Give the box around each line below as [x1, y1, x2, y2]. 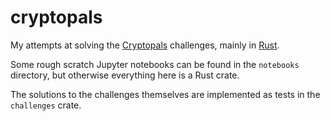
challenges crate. [10, 99, 82, 111]
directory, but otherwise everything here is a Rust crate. [10, 69, 240, 81]
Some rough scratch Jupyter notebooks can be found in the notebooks [10, 58, 300, 70]
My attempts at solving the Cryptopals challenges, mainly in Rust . [10, 39, 280, 51]
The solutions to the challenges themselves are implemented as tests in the [10, 88, 321, 100]
